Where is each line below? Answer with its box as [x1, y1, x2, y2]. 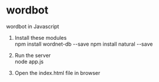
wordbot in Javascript [6, 23, 59, 30]
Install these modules [14, 34, 67, 41]
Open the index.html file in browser [14, 69, 100, 76]
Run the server [14, 52, 51, 59]
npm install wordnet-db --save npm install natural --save [14, 40, 153, 47]
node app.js [14, 58, 44, 65]
